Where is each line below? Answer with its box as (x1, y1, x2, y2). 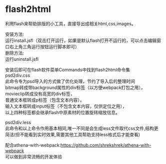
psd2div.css (5, 72, 30, 78)
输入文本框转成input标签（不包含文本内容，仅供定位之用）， (5, 103, 127, 109)
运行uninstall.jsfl (5, 56, 39, 62)
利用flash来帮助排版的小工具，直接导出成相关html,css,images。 (5, 20, 136, 26)
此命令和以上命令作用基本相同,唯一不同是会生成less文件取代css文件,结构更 (5, 125, 159, 131)
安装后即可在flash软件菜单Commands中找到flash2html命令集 (5, 66, 131, 73)
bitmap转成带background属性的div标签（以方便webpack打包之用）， (5, 84, 146, 90)
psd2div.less (5, 119, 31, 125)
